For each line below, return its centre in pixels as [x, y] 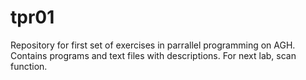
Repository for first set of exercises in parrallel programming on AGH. [153, 45]
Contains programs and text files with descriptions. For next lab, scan [153, 55]
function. [29, 66]
